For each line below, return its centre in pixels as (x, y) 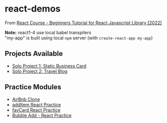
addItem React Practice (36, 104)
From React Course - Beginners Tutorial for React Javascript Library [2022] (83, 23)
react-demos (33, 9)
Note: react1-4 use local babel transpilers (48, 32)
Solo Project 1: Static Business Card (49, 66)
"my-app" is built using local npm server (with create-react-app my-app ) (79, 38)
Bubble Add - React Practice (42, 115)
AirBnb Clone (26, 99)
